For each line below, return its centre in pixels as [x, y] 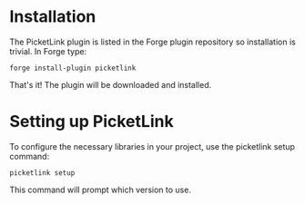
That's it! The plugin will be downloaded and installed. [111, 84]
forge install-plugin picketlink [73, 68]
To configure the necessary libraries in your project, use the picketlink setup [152, 146]
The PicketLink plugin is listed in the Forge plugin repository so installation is [152, 42]
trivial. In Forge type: [48, 51]
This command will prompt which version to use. [100, 189]
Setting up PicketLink [92, 122]
